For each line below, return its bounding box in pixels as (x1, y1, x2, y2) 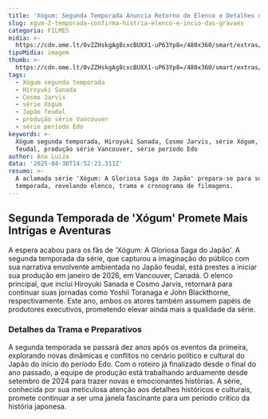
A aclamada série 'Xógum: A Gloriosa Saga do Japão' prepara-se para (15, 174, 251, 183)
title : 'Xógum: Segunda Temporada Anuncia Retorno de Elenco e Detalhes (8, 11, 255, 20)
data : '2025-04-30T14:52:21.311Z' (8, 160, 124, 168)
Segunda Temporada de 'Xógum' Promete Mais (8, 212, 249, 225)
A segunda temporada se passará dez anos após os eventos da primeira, (8, 342, 249, 351)
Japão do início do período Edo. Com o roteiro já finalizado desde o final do (8, 359, 257, 369)
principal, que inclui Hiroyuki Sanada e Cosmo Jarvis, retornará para (8, 279, 233, 288)
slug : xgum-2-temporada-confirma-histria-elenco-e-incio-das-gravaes (8, 19, 245, 27)
